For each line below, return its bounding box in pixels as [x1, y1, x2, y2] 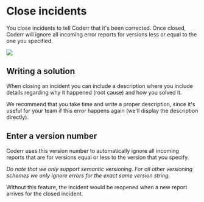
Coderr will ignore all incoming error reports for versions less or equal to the [6, 30, 197, 38]
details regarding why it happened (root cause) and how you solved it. [6, 89, 182, 96]
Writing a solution [6, 66, 76, 76]
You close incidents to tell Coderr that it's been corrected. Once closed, [6, 24, 186, 32]
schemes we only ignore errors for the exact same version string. [6, 172, 171, 179]
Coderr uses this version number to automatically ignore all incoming [6, 147, 180, 154]
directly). [6, 113, 29, 121]
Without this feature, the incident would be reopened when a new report [6, 183, 188, 190]
